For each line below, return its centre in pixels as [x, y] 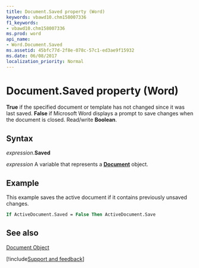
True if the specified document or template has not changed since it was [95, 107]
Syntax [20, 138]
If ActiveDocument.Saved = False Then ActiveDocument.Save [81, 215]
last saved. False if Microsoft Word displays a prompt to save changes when [100, 113]
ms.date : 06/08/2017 [32, 56]
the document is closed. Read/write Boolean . [62, 120]
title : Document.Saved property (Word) [56, 12]
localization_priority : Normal [45, 61]
